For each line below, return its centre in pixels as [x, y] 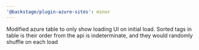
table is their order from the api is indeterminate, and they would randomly [100, 35]
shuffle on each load [32, 42]
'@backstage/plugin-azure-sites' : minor [59, 12]
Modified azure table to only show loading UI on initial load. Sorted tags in [99, 29]
